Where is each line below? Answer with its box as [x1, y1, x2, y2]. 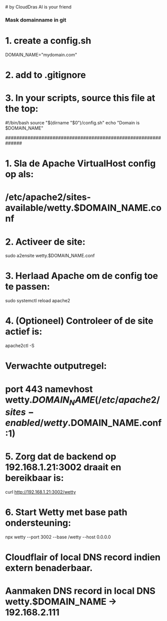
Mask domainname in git [5, 16, 67, 23]
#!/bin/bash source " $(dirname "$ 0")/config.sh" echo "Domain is [5, 119, 140, 125]
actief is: [5, 326, 43, 337]
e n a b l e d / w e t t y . [5, 417, 71, 429]
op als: [5, 169, 34, 180]
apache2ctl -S [5, 342, 35, 349]
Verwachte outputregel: [5, 360, 107, 372]
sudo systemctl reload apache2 [5, 298, 70, 304]
